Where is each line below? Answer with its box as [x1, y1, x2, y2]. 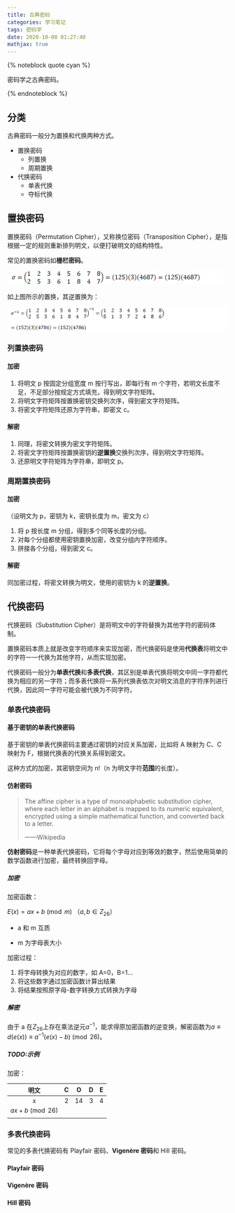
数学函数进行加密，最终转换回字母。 [7, 857, 112, 865]
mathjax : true [7, 41, 49, 48]
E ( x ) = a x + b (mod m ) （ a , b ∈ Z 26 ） [7, 908, 117, 917]
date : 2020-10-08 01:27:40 [7, 34, 86, 41]
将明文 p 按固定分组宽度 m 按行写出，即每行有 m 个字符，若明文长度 [17, 379, 215, 387]
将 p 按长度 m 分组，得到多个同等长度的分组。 [17, 526, 150, 535]
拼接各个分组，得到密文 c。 [17, 543, 97, 553]
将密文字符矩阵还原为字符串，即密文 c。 [17, 405, 134, 413]
